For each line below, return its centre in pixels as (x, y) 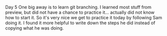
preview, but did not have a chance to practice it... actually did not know (80, 12)
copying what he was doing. (35, 28)
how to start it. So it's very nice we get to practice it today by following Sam (84, 18)
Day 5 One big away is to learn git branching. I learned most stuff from (78, 7)
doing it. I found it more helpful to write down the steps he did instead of (80, 23)
